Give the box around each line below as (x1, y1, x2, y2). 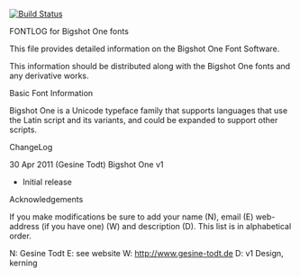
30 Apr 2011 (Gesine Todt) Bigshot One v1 (9, 159, 164, 170)
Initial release (22, 176, 72, 187)
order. (9, 230, 32, 241)
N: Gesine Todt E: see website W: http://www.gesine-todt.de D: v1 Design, (9, 248, 284, 258)
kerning (9, 257, 38, 268)
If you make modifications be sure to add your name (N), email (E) (9, 211, 254, 222)
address (9, 221, 40, 231)
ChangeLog (9, 142, 53, 152)
